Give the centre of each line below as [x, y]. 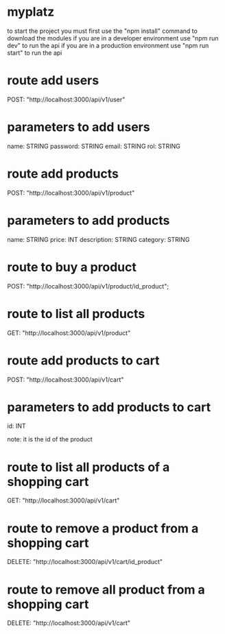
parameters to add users [79, 127]
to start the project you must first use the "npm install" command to [102, 31]
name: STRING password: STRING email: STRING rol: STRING [94, 146]
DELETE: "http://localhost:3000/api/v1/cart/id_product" [85, 562]
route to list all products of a [88, 467]
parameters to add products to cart [109, 407]
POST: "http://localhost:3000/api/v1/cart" [66, 379]
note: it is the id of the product [50, 439]
